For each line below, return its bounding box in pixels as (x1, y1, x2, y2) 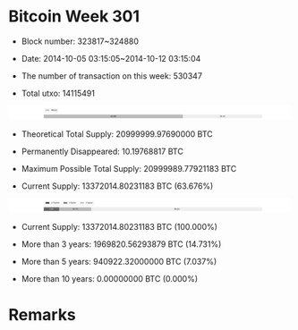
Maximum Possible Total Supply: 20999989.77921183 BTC (21, 164, 237, 174)
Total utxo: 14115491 (21, 88, 96, 98)
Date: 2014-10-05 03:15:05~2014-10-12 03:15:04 (21, 53, 201, 63)
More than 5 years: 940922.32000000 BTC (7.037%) (21, 257, 217, 267)
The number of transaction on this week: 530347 (21, 70, 203, 81)
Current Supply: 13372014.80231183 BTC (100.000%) (21, 222, 218, 233)
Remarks (8, 305, 77, 326)
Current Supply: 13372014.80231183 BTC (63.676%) (21, 181, 214, 191)
